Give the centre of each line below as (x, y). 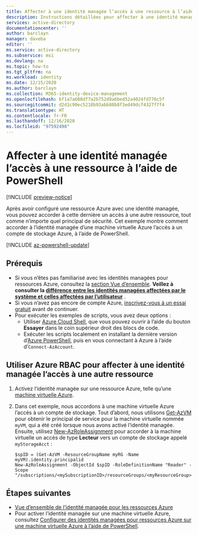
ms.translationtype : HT (35, 110)
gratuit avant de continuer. (47, 309)
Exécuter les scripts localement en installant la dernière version (100, 334)
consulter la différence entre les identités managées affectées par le (100, 290)
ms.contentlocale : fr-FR (37, 115)
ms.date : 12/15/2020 (32, 83)
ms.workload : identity (34, 77)
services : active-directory (41, 22)
